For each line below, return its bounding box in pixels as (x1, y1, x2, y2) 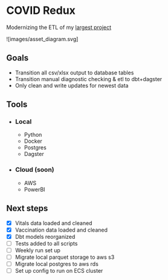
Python (24, 131, 42, 138)
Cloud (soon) (15, 166, 54, 174)
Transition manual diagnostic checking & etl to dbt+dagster (15, 75, 163, 82)
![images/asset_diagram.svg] (6, 35, 79, 42)
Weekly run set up (15, 246, 60, 254)
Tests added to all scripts (15, 239, 78, 247)
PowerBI (24, 186, 45, 193)
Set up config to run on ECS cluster (15, 267, 103, 274)
